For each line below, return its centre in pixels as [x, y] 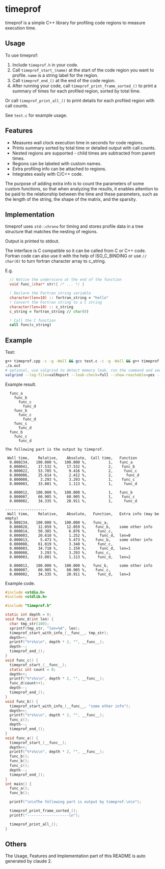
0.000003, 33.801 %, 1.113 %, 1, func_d [73, 484]
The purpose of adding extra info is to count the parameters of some [75, 184]
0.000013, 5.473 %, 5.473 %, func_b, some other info [81, 540]
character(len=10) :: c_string [41, 307]
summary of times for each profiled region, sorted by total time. [76, 91]
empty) [12, 518]
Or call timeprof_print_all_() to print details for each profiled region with [80, 100]
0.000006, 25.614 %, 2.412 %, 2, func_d [74, 475]
